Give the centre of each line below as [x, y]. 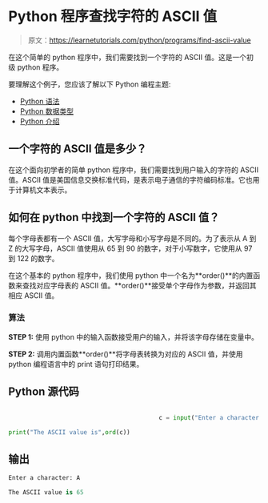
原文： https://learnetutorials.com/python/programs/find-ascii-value [139, 40]
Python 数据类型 [47, 111]
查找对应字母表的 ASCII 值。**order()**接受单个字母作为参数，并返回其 [139, 285]
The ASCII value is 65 [46, 493]
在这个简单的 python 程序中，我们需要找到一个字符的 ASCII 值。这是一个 [128, 57]
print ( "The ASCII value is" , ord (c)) [69, 432]
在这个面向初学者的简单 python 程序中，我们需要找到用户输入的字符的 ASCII [134, 170]
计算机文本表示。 [43, 190]
